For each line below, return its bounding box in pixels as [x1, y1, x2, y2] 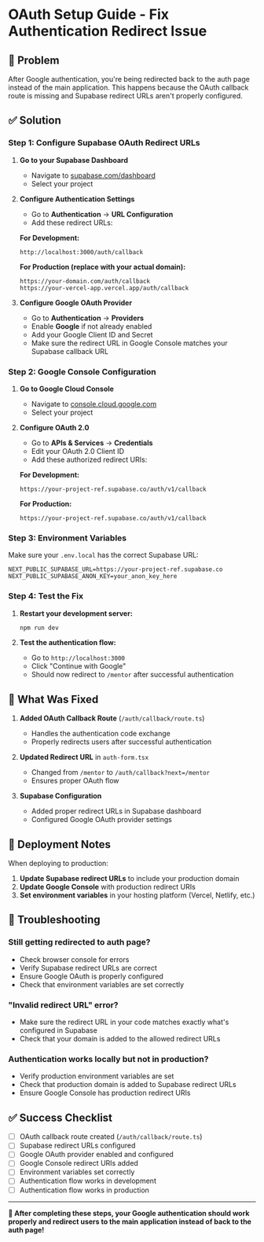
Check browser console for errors [19, 954, 130, 964]
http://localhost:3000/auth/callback [19, 248, 144, 256]
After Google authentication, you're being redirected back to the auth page [8, 75, 250, 83]
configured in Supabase [19, 1026, 98, 1035]
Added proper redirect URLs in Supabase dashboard [31, 806, 202, 816]
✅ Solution [8, 114, 61, 127]
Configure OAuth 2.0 [19, 422, 90, 432]
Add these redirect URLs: [31, 218, 113, 227]
